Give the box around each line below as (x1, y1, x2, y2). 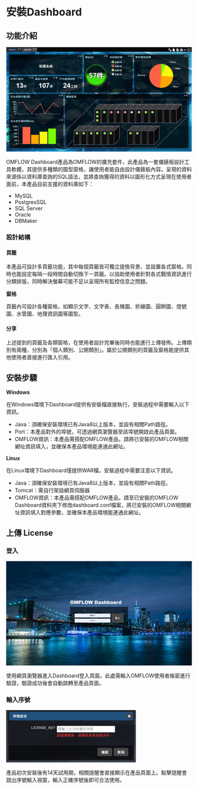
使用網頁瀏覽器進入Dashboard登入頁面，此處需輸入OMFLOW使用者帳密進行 (6, 672, 190, 679)
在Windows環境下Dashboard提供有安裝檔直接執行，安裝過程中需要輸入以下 (6, 401, 190, 408)
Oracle (14, 211, 31, 218)
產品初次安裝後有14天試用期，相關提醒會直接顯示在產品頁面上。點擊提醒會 (6, 769, 187, 776)
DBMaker (14, 217, 38, 224)
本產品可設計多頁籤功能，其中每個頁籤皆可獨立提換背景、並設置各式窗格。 (6, 263, 187, 270)
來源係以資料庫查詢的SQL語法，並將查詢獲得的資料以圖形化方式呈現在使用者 (6, 173, 192, 180)
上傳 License (6, 528, 53, 538)
